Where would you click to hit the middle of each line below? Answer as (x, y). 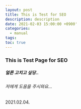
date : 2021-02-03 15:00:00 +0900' (42, 24)
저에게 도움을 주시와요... (29, 86)
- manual (19, 33)
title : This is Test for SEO (36, 15)
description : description (32, 19)
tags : (11, 38)
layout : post (19, 10)
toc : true (16, 43)
